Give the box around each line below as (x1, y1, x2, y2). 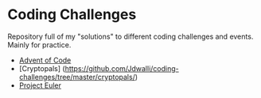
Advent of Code (18, 55, 72, 65)
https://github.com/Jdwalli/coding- (64, 63, 180, 73)
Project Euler (18, 81, 61, 90)
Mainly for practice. (7, 40, 72, 49)
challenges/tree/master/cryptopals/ (18, 72, 136, 81)
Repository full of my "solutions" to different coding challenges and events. (7, 32, 254, 41)
